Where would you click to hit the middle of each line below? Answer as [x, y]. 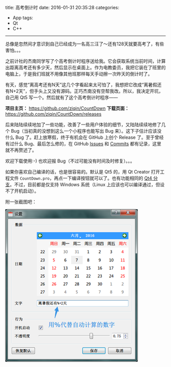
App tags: [23, 18]
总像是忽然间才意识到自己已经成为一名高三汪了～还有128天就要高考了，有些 [85, 44]
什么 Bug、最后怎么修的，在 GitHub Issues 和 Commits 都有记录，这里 [88, 144]
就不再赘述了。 [21, 150]
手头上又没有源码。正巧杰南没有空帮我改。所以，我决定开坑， [99, 91]
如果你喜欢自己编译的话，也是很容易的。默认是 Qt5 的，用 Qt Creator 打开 [83, 172]
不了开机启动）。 [22, 191]
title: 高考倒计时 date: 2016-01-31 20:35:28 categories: [62, 7]
